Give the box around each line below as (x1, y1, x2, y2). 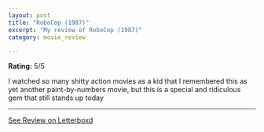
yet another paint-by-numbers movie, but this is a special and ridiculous (8, 85, 241, 95)
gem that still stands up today (8, 93, 104, 102)
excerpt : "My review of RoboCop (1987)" (8, 26, 143, 34)
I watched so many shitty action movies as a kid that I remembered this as (8, 77, 247, 86)
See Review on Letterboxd (8, 116, 93, 125)
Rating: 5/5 (8, 62, 46, 71)
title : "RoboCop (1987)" (8, 19, 90, 27)
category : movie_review (8, 33, 86, 41)
